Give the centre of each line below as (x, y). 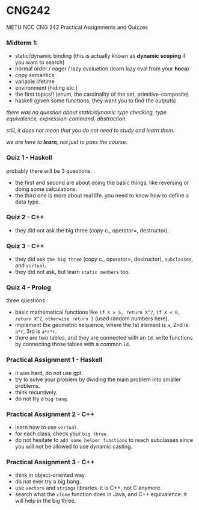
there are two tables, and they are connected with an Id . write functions (104, 338)
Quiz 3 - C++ (25, 246)
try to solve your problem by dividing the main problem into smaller (98, 379)
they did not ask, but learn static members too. (72, 272)
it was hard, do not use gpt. (49, 373)
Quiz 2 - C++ (25, 217)
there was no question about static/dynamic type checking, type (87, 113)
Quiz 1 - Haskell (29, 158)
